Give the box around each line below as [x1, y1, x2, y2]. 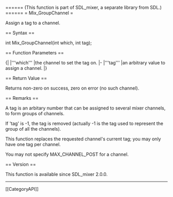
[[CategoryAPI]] [5, 186, 39, 192]
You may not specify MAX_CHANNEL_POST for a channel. [5, 151, 129, 157]
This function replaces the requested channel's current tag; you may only [5, 136, 161, 142]
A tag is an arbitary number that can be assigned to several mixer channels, [5, 105, 166, 111]
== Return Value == [5, 75, 47, 81]
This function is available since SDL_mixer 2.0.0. [5, 171, 108, 177]
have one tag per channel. [5, 141, 61, 147]
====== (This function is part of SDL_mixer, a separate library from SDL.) [5, 5, 162, 10]
